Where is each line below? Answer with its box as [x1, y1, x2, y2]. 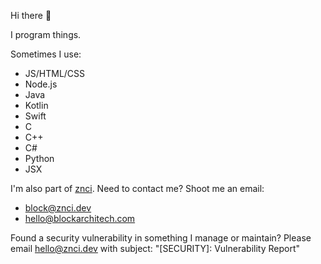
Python [24, 153, 55, 164]
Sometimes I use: [10, 48, 82, 60]
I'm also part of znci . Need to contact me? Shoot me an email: [10, 183, 265, 194]
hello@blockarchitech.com [24, 213, 136, 224]
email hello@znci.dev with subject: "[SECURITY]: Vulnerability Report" [10, 243, 300, 254]
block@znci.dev [24, 202, 92, 214]
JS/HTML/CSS [24, 68, 86, 79]
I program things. [10, 29, 82, 40]
